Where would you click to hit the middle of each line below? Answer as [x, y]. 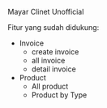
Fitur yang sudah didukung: [53, 27]
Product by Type [59, 95]
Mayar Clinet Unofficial [46, 12]
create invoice [55, 52]
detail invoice [53, 69]
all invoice [48, 60]
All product [50, 86]
